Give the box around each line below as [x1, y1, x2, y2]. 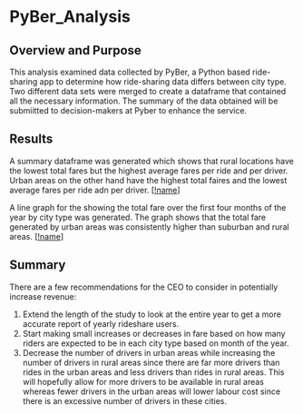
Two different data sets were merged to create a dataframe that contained [9, 86, 287, 96]
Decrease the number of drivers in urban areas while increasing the [22, 347, 276, 358]
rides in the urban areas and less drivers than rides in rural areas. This [22, 366, 285, 378]
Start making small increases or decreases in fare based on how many [22, 328, 286, 339]
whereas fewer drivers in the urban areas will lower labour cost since [22, 386, 281, 397]
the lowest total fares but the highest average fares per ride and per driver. [9, 165, 288, 176]
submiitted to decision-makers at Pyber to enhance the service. [9, 105, 248, 115]
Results [9, 132, 54, 147]
